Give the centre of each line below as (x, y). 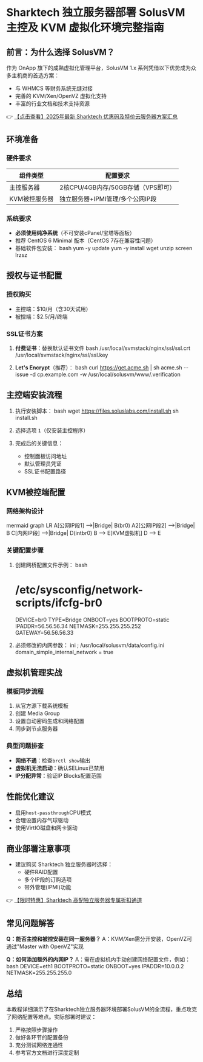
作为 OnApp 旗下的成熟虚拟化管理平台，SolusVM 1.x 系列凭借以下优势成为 (99, 68)
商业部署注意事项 (38, 849)
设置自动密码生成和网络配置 (50, 721)
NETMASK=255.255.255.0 (39, 973)
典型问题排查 (25, 746)
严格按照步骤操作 (36, 1030)
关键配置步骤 (25, 550)
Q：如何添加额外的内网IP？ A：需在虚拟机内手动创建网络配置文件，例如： (98, 960)
